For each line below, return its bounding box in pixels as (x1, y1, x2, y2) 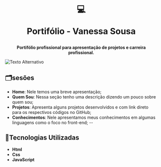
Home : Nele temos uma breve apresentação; (12, 89, 102, 95)
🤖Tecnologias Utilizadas (5, 134, 79, 142)
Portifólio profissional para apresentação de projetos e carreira (16, 44, 146, 51)
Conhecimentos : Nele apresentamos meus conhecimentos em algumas (12, 114, 156, 120)
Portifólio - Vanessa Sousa (26, 26, 136, 37)
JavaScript (12, 156, 35, 162)
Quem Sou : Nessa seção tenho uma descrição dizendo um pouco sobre (12, 94, 156, 99)
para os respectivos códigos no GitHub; (12, 110, 91, 115)
